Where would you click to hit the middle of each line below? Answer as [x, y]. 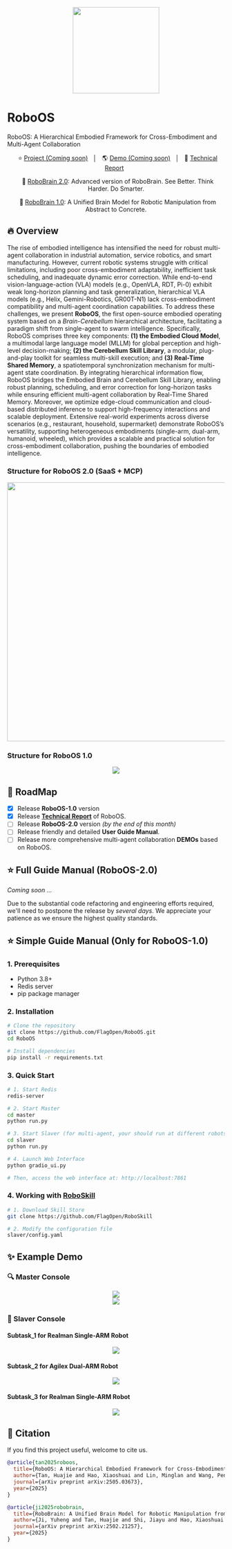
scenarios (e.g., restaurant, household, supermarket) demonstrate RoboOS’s [116, 423]
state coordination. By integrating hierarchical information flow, [115, 372]
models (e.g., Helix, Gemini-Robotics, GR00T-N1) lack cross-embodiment [111, 299]
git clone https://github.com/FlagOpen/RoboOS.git [81, 1032]
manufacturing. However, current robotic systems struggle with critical [108, 262]
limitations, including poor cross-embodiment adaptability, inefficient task [112, 269]
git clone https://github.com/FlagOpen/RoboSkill [80, 1216]
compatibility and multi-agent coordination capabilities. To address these [111, 306]
